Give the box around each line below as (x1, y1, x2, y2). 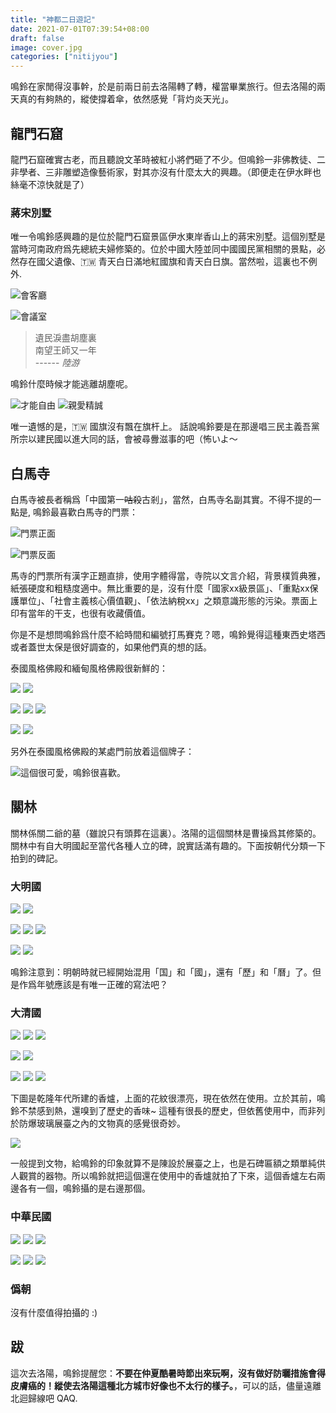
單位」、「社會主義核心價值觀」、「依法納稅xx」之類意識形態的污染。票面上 (18, 595, 318, 607)
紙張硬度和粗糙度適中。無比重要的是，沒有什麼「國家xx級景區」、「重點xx (10, 582, 310, 595)
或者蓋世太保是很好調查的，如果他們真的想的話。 (10, 641, 212, 653)
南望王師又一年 (34, 344, 97, 356)
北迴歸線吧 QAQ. (10, 1392, 78, 1404)
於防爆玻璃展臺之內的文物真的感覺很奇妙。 (10, 1117, 186, 1130)
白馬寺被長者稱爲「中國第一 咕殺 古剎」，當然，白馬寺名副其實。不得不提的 (10, 494, 313, 506)
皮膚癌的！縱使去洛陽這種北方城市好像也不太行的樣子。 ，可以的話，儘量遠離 (10, 1379, 322, 1391)
